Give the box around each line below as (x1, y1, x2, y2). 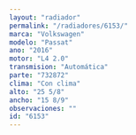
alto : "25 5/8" (9, 87, 65, 96)
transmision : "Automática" (9, 63, 109, 72)
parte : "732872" (9, 71, 69, 80)
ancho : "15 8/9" (9, 95, 69, 105)
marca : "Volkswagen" (9, 29, 86, 38)
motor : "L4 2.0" (9, 54, 69, 63)
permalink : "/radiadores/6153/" (9, 21, 128, 30)
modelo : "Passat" (9, 37, 73, 47)
